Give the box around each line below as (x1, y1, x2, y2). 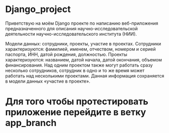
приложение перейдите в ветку (5, 107, 146, 118)
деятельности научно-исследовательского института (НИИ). (5, 31, 137, 37)
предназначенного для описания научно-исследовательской (5, 25, 138, 31)
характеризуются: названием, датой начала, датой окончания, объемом (5, 56, 162, 62)
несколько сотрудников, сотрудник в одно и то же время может (5, 67, 145, 74)
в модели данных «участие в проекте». (5, 78, 91, 84)
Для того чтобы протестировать (5, 96, 149, 107)
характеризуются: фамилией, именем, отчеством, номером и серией (5, 46, 156, 52)
